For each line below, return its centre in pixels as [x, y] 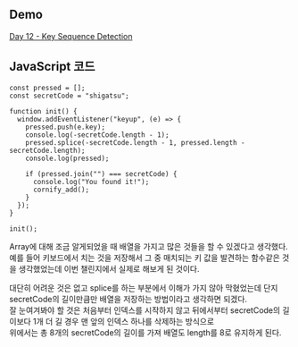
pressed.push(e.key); [65, 127]
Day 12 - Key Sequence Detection [71, 36]
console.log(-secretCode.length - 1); [97, 135]
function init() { [43, 111]
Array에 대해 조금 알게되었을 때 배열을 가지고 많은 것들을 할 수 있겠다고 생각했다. [149, 246]
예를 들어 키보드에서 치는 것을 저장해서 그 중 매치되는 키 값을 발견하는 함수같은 [145, 258]
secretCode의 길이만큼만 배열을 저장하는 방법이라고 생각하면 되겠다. [128, 299]
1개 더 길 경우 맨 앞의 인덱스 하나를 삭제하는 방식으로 [124, 321]
